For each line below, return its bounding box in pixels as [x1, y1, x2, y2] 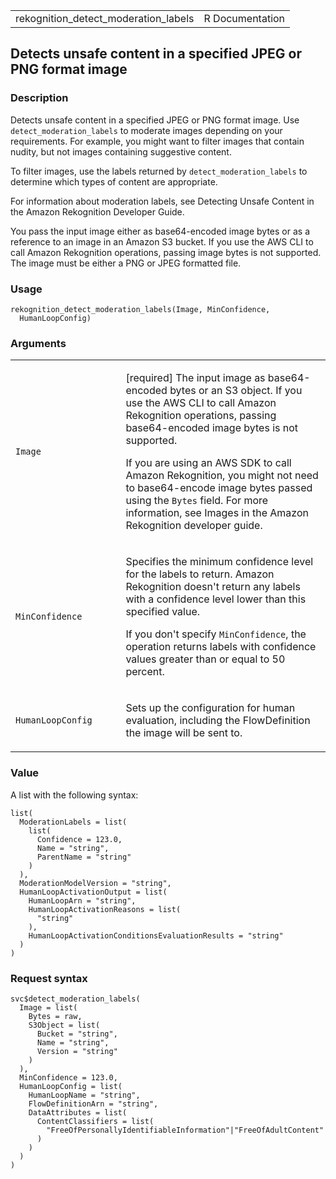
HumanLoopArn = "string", [28, 895, 137, 906]
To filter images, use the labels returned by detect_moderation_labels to [10, 165, 308, 177]
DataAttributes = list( [28, 1107, 128, 1118]
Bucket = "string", [36, 1029, 118, 1039]
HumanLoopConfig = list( [19, 1081, 123, 1091]
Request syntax [10, 971, 88, 985]
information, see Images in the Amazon [125, 506, 309, 520]
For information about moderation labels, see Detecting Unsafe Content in [10, 195, 315, 207]
